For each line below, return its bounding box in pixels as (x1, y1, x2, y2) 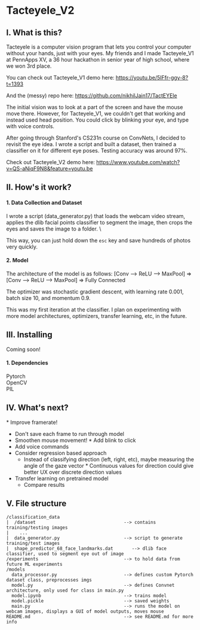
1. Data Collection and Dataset (6, 199, 82, 206)
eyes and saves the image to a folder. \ (6, 225, 101, 232)
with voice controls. (6, 123, 55, 129)
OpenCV (6, 378, 27, 386)
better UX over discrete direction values (23, 468, 122, 475)
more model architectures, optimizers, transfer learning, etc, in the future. (6, 312, 187, 319)
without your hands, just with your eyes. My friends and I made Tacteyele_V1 (6, 50, 194, 57)
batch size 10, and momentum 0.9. (6, 294, 91, 301)
